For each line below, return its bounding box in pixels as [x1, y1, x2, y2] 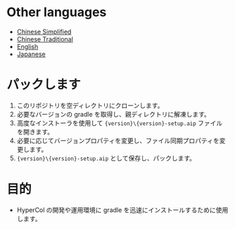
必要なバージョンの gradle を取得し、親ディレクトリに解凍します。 [16, 110, 210, 118]
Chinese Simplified [16, 27, 72, 36]
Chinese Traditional [16, 34, 73, 43]
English [16, 42, 39, 51]
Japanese [16, 50, 46, 58]
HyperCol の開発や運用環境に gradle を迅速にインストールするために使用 [16, 205, 229, 214]
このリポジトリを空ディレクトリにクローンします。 [16, 101, 164, 110]
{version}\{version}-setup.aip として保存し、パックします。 [16, 154, 196, 162]
